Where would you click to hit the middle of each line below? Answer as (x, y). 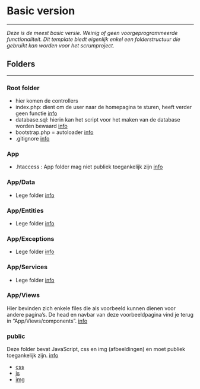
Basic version (41, 11)
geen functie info (36, 113)
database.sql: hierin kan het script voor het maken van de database (98, 120)
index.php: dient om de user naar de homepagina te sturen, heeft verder (104, 107)
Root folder (23, 88)
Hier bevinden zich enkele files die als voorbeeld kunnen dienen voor (91, 308)
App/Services (27, 267)
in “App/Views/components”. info (47, 321)
